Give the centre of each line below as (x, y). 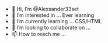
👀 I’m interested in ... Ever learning (53, 15)
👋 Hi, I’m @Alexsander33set (45, 9)
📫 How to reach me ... (39, 34)
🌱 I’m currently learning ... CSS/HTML (57, 21)
